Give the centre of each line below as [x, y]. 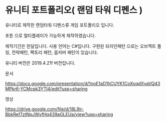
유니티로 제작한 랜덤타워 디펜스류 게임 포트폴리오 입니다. [60, 25]
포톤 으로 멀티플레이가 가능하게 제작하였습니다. [51, 35]
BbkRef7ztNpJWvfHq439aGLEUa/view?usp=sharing [59, 114]
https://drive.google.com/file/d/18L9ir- [45, 109]
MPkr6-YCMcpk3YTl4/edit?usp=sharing [47, 89]
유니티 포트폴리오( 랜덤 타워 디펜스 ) [74, 10]
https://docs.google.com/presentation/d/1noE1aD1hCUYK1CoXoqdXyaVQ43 [83, 83]
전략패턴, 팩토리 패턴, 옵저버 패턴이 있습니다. [55, 52]
